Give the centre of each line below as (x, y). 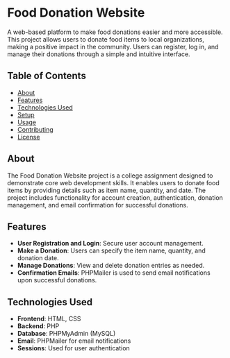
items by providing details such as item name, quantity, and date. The (107, 190)
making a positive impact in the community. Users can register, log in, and (113, 46)
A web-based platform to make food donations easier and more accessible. (115, 32)
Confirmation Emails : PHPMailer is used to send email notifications (114, 273)
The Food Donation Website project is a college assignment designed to (110, 176)
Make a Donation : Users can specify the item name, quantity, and (112, 250)
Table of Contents (47, 76)
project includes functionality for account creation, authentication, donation (115, 197)
